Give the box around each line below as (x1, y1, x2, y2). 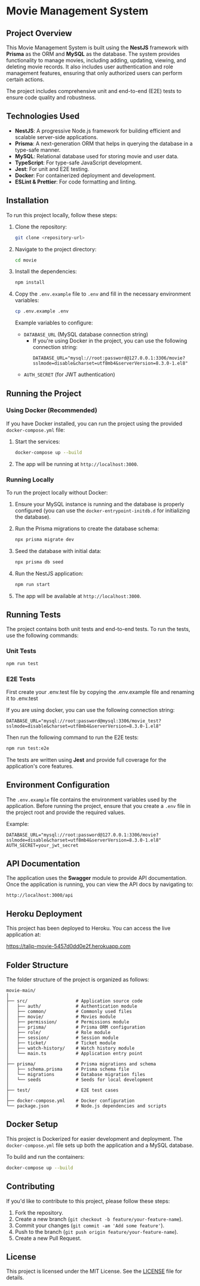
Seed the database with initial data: (14, 547, 101, 554)
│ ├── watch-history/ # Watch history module (6, 1045, 135, 1051)
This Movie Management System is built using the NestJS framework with (6, 44, 189, 51)
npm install (14, 280, 45, 286)
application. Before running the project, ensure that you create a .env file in (6, 802, 191, 809)
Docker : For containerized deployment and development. (14, 172, 156, 179)
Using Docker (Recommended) (6, 406, 97, 414)
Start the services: (14, 438, 61, 445)
